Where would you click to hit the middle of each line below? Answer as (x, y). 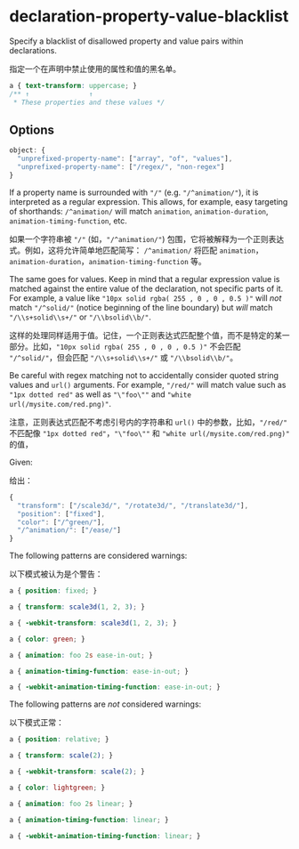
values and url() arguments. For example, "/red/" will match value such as (148, 384)
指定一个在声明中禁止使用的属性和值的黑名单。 (95, 69)
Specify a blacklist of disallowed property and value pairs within (126, 41)
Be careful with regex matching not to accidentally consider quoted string (144, 375)
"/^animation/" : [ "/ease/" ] (69, 530)
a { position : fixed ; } (53, 591)
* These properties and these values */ (89, 102)
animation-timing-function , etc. (68, 221)
